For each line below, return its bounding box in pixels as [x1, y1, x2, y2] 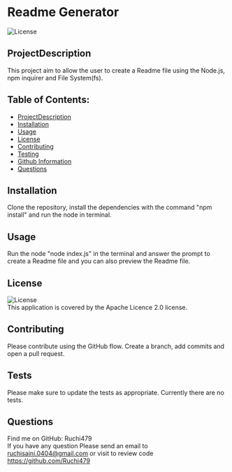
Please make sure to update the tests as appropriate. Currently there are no [7, 388, 225, 396]
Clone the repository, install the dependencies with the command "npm [7, 203, 212, 212]
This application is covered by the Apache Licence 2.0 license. [7, 303, 187, 311]
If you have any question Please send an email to [7, 442, 148, 450]
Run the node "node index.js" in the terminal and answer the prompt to [7, 250, 211, 258]
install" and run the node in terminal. [7, 210, 112, 219]
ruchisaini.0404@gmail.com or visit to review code [7, 449, 154, 458]
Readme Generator [7, 4, 119, 20]
